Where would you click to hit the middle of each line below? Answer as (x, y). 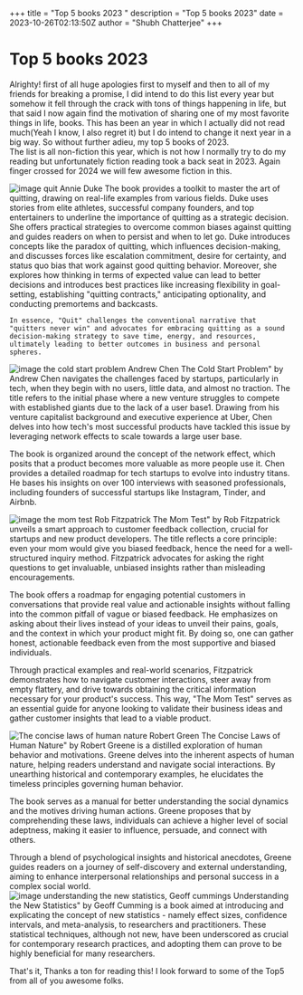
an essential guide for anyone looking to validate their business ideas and (146, 708)
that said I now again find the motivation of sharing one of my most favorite (149, 113)
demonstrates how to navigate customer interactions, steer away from (140, 679)
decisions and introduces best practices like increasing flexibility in (134, 284)
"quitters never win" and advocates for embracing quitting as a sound (147, 328)
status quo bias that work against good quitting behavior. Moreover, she (143, 265)
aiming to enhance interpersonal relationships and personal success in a (144, 876)
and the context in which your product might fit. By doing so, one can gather (151, 633)
